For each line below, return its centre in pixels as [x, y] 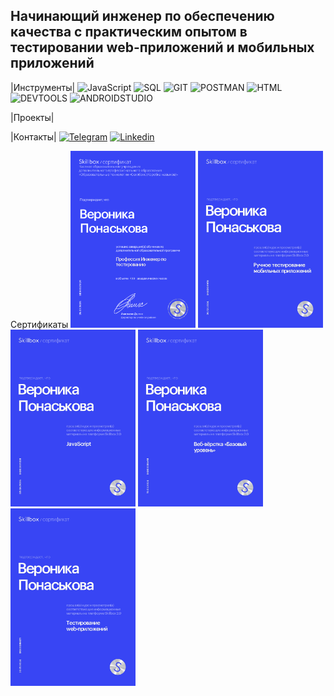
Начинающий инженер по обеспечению [142, 16]
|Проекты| [32, 117]
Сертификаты [39, 325]
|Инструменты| [43, 87]
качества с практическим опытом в [129, 32]
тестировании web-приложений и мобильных [162, 47]
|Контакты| [33, 136]
